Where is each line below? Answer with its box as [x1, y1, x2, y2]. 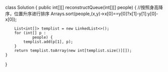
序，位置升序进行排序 [5, 11, 49, 17]
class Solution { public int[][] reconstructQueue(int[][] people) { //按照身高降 [5, 5, 163, 10]
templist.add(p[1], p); [23, 39, 73, 44]
